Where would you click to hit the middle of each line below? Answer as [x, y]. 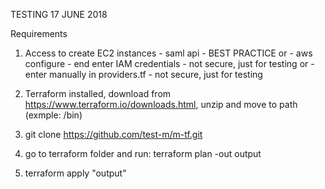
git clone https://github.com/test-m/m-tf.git [113, 134]
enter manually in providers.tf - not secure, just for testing [143, 74]
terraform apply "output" [75, 173]
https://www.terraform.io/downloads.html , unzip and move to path [161, 104]
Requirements [39, 33]
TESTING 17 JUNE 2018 [59, 14]
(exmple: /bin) [53, 115]
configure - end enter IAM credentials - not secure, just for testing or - [169, 63]
